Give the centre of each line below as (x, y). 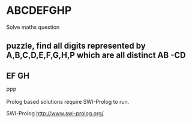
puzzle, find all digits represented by (76, 46)
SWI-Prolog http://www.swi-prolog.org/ (55, 113)
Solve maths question (33, 27)
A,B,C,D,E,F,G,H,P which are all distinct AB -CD (96, 55)
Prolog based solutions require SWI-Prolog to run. (68, 102)
